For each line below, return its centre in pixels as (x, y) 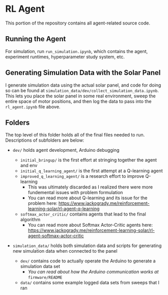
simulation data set (40, 266)
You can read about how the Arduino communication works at (93, 272)
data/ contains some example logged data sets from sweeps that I (90, 283)
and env (29, 166)
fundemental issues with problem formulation (75, 193)
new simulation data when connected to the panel (65, 251)
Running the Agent (36, 39)
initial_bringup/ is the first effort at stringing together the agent (88, 160)
